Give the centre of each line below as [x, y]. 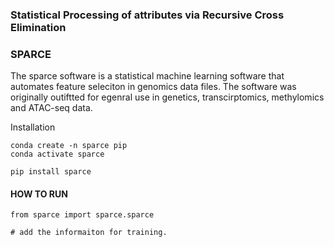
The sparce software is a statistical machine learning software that [147, 76]
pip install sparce [51, 172]
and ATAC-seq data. [51, 108]
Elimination [38, 27]
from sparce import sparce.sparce [82, 215]
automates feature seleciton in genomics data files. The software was [153, 87]
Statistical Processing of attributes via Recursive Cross [147, 15]
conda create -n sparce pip [69, 146]
